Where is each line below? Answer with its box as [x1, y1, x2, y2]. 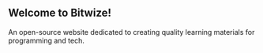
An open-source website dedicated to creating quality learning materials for [8, 27, 255, 36]
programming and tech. [8, 36, 85, 45]
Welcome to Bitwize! [8, 6, 112, 20]
